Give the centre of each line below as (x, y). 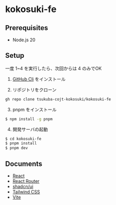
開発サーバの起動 (30, 129)
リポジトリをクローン (34, 89)
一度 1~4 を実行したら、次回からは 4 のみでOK (53, 68)
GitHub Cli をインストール (39, 79)
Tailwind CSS (26, 192)
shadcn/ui (23, 186)
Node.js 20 (24, 40)
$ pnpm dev (17, 148)
